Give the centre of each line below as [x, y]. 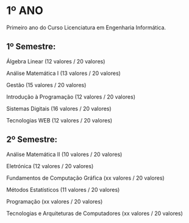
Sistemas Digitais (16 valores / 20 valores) [59, 108]
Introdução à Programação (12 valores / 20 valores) [71, 97]
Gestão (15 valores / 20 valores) [46, 85]
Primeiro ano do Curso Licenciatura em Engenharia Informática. [86, 27]
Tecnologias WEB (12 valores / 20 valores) [59, 120]
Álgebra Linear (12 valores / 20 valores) [56, 61]
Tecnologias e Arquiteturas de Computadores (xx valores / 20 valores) [94, 213]
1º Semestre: [31, 47]
